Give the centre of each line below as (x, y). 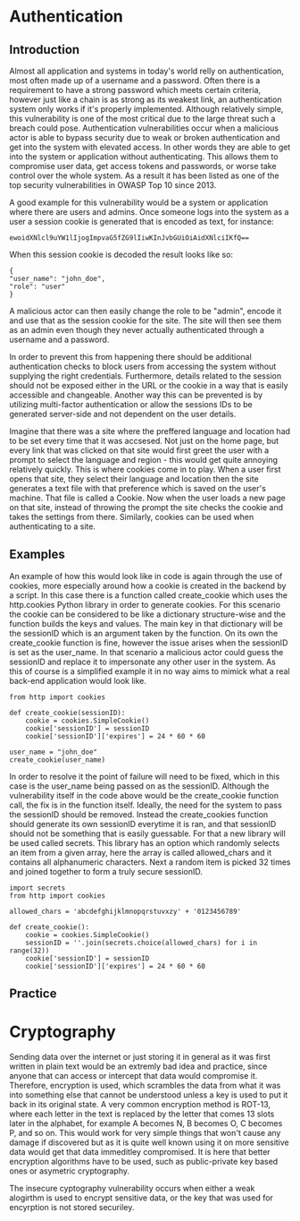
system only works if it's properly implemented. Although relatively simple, (146, 109)
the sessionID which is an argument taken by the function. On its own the (144, 633)
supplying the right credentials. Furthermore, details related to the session (146, 376)
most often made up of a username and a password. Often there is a (135, 81)
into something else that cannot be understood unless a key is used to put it (149, 1095)
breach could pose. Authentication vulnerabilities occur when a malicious (144, 128)
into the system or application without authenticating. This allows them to (144, 157)
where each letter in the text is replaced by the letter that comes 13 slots (142, 1114)
